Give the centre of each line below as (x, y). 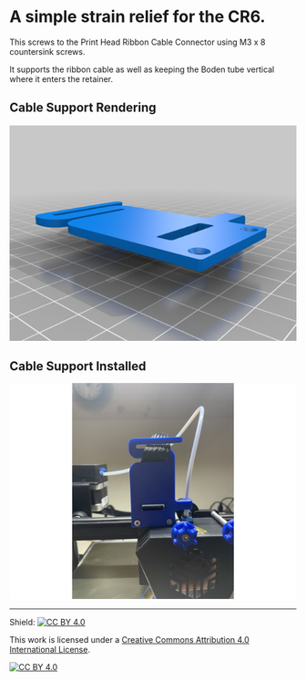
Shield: (22, 623)
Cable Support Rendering (83, 108)
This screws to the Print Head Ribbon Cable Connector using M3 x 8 (138, 42)
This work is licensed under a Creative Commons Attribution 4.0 (130, 640)
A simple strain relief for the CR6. (138, 17)
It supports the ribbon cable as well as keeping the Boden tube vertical (142, 69)
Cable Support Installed (78, 366)
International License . (50, 650)
